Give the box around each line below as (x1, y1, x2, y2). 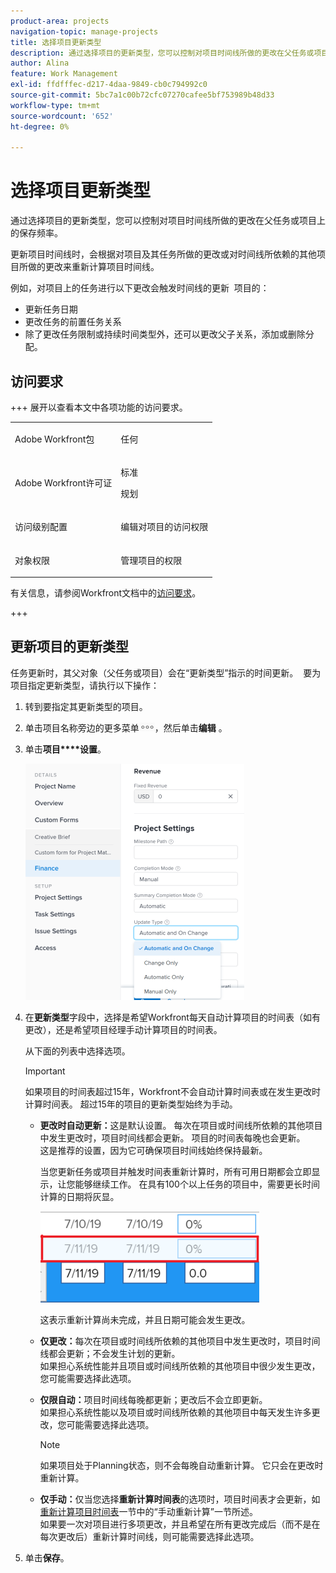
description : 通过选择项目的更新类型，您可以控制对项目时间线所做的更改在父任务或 (10, 48, 315, 58)
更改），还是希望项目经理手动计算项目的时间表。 (24, 1023, 223, 1035)
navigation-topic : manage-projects (10, 26, 159, 37)
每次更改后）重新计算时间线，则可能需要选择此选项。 (39, 1530, 260, 1542)
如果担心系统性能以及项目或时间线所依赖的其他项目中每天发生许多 (39, 1406, 312, 1418)
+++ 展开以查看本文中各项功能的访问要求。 (10, 401, 188, 413)
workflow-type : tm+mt (10, 100, 101, 110)
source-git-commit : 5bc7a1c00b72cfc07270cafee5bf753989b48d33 (10, 90, 275, 100)
